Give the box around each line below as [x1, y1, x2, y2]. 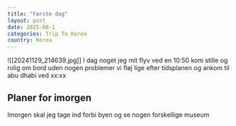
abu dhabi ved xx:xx [7, 71, 67, 80]
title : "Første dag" [7, 10, 69, 18]
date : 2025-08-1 [7, 23, 55, 30]
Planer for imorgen [7, 91, 92, 103]
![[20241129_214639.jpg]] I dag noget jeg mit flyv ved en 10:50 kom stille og [7, 56, 228, 64]
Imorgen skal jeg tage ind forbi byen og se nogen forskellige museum [7, 110, 210, 119]
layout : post [7, 17, 46, 24]
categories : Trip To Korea [7, 30, 87, 38]
